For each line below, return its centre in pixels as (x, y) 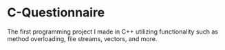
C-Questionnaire (56, 13)
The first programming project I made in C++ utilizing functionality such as (113, 32)
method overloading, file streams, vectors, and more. (82, 38)
